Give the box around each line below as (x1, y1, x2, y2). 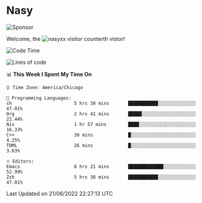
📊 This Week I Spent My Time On (6, 70, 92, 78)
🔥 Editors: (6, 158, 34, 164)
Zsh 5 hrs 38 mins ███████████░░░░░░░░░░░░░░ (6, 174, 197, 180)
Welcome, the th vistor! (6, 35, 125, 42)
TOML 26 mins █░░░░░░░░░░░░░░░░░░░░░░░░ (6, 142, 197, 148)
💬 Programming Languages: (6, 95, 71, 101)
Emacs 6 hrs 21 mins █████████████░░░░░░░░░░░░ (6, 163, 197, 169)
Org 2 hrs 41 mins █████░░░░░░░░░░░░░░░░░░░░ (6, 111, 197, 117)
